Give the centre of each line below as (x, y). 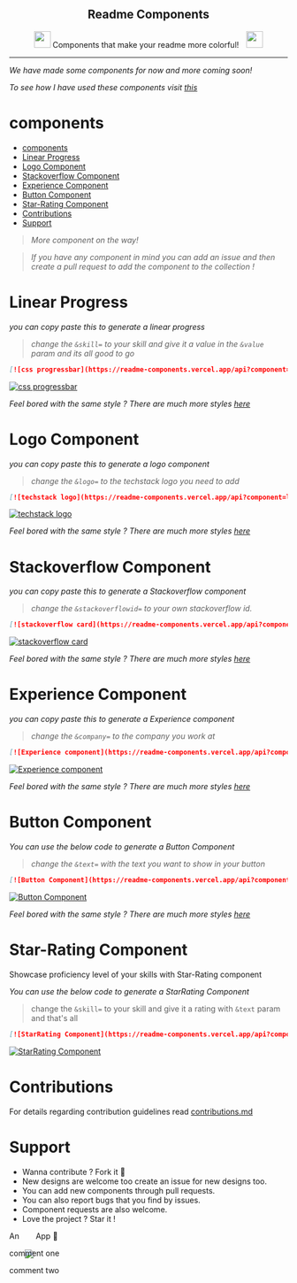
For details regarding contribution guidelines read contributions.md (131, 1111)
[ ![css (21, 369)
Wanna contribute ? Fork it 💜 (73, 1172)
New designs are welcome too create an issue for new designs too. (145, 1181)
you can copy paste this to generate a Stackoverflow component (128, 591)
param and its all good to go (83, 353)
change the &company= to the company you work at (123, 736)
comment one (34, 1253)
